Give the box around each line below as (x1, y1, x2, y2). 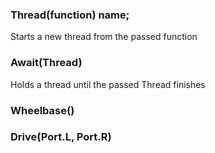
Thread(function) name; (10, 8, 130, 22)
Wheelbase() (10, 103, 75, 117)
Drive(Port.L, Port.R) (10, 130, 112, 144)
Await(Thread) (10, 56, 83, 70)
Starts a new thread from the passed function (10, 31, 198, 43)
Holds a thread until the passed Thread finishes (10, 78, 206, 90)
